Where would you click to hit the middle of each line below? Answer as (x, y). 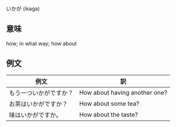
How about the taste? (109, 115)
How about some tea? (109, 103)
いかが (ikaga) (23, 9)
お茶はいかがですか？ (39, 103)
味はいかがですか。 (35, 115)
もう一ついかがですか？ (41, 93)
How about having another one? (123, 92)
